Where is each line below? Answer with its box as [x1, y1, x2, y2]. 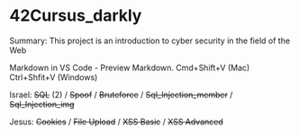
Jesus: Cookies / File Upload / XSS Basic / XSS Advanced [9, 116, 223, 127]
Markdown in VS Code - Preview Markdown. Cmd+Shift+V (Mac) [9, 62, 250, 73]
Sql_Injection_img [9, 98, 75, 109]
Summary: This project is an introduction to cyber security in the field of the [9, 35, 291, 46]
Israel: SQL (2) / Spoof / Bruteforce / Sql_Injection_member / [9, 89, 233, 100]
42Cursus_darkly [9, 5, 142, 26]
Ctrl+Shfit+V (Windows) [9, 71, 98, 82]
